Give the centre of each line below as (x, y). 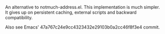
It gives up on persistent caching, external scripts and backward (71, 12)
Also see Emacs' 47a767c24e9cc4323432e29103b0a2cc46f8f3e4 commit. (82, 27)
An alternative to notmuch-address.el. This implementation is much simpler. (82, 7)
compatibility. (19, 17)
